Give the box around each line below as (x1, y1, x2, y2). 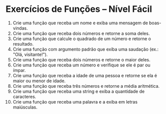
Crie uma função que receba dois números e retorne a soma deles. (12, 30, 150, 36)
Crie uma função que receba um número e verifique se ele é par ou (12, 62, 151, 68)
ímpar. (12, 67, 26, 73)
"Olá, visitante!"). (12, 51, 48, 57)
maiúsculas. (12, 104, 38, 110)
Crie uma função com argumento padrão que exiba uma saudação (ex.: (12, 46, 159, 52)
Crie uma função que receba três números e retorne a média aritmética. (12, 83, 160, 89)
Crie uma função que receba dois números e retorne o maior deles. (12, 57, 151, 62)
